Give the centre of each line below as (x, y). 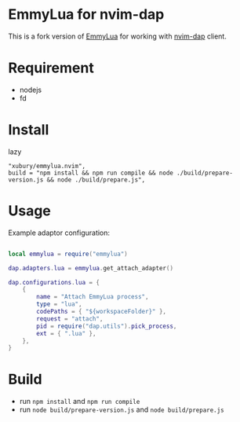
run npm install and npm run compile (80, 402)
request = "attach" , (70, 319)
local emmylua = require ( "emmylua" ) (68, 254)
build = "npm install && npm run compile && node (91, 173)
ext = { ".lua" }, (66, 333)
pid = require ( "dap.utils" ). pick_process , (107, 326)
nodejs (30, 90)
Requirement (51, 68)
